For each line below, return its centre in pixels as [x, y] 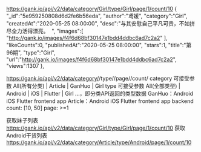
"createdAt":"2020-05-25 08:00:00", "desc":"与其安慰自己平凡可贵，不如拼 [101, 23]
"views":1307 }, [25, 66]
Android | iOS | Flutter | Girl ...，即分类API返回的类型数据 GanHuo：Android [100, 94]
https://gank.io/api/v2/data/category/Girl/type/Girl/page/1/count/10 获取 [96, 128]
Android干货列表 [27, 135]
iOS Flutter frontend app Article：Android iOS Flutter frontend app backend [100, 101]
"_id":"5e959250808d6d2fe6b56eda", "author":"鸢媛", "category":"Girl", [97, 16]
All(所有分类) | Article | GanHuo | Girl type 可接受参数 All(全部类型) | [97, 86]
